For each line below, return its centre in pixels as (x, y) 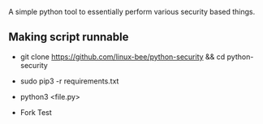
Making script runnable (69, 37)
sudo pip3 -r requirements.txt (69, 81)
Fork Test (36, 112)
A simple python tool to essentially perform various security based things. (132, 12)
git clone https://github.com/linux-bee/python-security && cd (123, 57)
